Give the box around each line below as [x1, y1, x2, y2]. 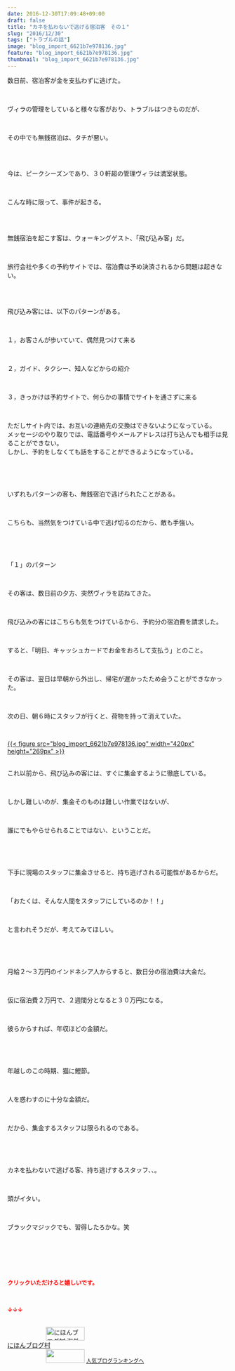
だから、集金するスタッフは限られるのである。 [7, 1123, 142, 1131]
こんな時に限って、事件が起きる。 [7, 197, 105, 206]
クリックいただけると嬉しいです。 [7, 1278, 98, 1286]
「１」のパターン [7, 560, 57, 569]
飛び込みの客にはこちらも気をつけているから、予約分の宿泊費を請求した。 [7, 617, 222, 626]
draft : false [7, 17, 46, 24]
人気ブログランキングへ [86, 1357, 145, 1365]
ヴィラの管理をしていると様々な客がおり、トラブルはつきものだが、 [7, 105, 203, 113]
